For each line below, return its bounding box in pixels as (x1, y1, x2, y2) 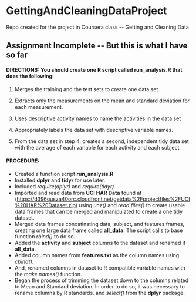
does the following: (6, 72, 55, 79)
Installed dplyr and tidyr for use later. (14, 177, 106, 184)
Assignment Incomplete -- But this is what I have (6, 41, 188, 51)
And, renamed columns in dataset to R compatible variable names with (14, 264, 186, 271)
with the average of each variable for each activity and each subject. (14, 144, 181, 151)
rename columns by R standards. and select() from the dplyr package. (14, 289, 185, 296)
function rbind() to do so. (14, 233, 76, 240)
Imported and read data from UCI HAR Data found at (14, 189, 142, 196)
